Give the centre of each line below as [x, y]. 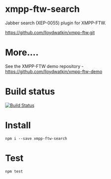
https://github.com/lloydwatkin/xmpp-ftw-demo [54, 71]
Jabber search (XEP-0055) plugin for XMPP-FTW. [55, 23]
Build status [30, 91]
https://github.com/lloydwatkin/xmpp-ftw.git [50, 32]
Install [18, 125]
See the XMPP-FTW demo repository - [44, 66]
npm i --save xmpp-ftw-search [36, 138]
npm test [14, 171]
